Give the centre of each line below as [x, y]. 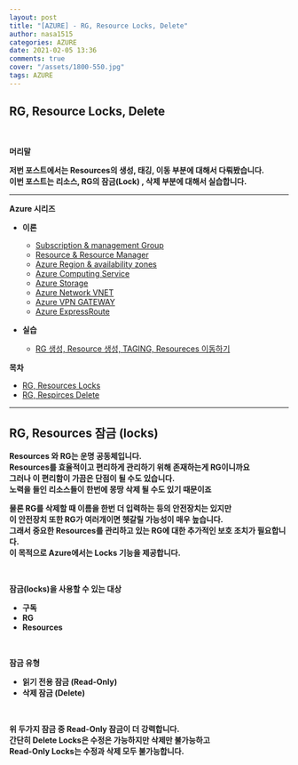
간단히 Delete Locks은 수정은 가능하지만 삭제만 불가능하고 [110, 740]
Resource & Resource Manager [92, 254]
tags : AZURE [31, 76]
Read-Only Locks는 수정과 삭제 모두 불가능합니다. [97, 752]
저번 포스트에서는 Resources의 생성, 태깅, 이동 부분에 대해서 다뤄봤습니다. [137, 170]
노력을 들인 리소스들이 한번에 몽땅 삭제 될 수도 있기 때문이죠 [110, 489]
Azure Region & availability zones [96, 264]
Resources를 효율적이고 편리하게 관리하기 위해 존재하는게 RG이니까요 [129, 467]
